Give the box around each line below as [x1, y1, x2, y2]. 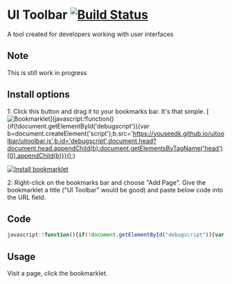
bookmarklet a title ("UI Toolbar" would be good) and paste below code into [7, 185, 224, 194]
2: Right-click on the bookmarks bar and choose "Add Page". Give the [7, 178, 206, 187]
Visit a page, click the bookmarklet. [7, 269, 108, 278]
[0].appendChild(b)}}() [7, 151, 71, 160]
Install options [7, 89, 71, 101]
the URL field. [7, 193, 46, 201]
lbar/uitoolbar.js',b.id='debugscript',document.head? [7, 136, 157, 145]
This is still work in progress [7, 68, 87, 76]
